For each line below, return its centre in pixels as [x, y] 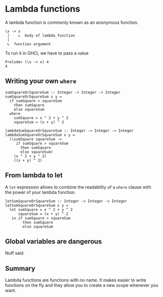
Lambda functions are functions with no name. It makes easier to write [76, 280]
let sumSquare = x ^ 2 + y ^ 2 [41, 210]
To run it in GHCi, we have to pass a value [47, 53]
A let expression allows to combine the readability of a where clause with [78, 187]
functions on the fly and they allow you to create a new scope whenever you [81, 285]
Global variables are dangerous [54, 241]
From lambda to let [34, 175]
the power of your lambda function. [41, 192]
